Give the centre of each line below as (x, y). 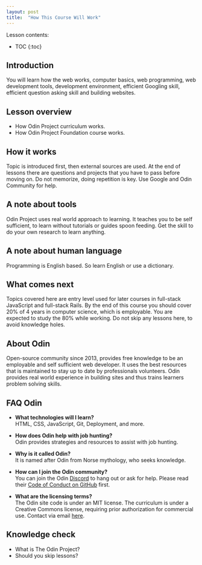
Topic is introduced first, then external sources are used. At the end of (93, 166)
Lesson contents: (28, 34)
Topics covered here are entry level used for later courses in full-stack (93, 299)
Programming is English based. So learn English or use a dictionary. (90, 265)
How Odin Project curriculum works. (60, 126)
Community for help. (32, 186)
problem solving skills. (34, 384)
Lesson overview (39, 111)
